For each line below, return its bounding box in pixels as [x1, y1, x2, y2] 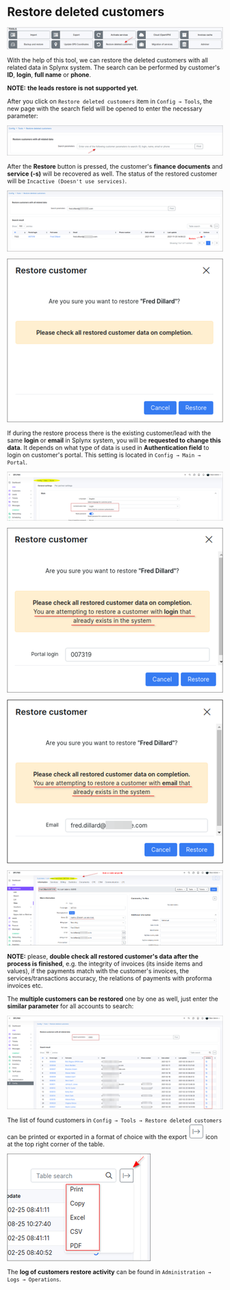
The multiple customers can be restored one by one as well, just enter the [7, 995, 218, 1003]
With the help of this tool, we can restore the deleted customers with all [7, 56, 209, 64]
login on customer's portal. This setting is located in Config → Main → [7, 451, 201, 459]
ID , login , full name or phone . [7, 70, 91, 79]
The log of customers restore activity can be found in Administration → [7, 1267, 212, 1276]
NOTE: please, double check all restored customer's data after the [7, 953, 199, 961]
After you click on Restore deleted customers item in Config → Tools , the [7, 97, 213, 105]
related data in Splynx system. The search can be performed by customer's [7, 63, 220, 71]
